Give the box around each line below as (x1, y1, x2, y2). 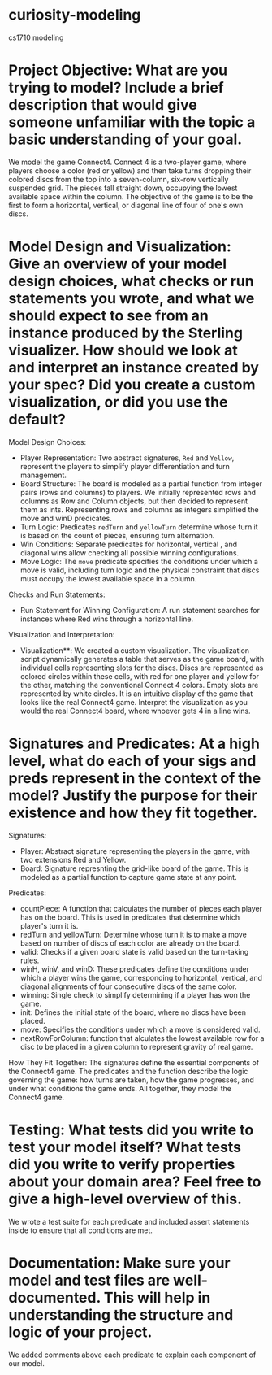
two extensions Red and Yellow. (19, 855, 127, 864)
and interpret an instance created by (8, 359, 260, 377)
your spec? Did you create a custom (8, 376, 256, 394)
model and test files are (8, 1271, 171, 1290)
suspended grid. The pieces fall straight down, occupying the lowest (8, 183, 238, 193)
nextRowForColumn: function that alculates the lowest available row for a (19, 1033, 265, 1042)
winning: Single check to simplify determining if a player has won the (19, 990, 251, 999)
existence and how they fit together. (8, 803, 258, 822)
